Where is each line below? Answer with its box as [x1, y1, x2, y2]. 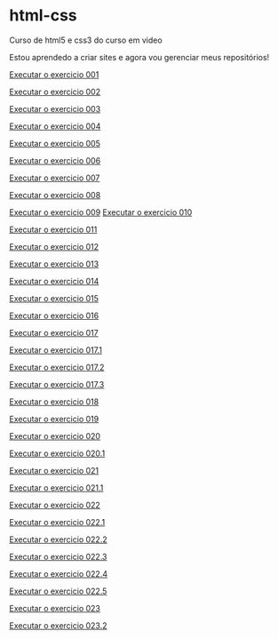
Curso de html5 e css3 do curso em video [9, 35, 163, 45]
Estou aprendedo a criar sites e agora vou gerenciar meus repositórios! [9, 52, 270, 62]
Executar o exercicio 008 [9, 189, 101, 200]
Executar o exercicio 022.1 [9, 516, 106, 527]
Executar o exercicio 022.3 [9, 551, 107, 562]
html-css [9, 5, 77, 26]
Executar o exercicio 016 [9, 310, 99, 321]
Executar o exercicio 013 [9, 259, 99, 269]
